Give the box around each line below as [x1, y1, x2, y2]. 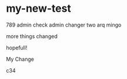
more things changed [6, 32, 57, 39]
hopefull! [6, 44, 28, 51]
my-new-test [6, 2, 71, 15]
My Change [6, 55, 34, 62]
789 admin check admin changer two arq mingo [6, 21, 122, 28]
